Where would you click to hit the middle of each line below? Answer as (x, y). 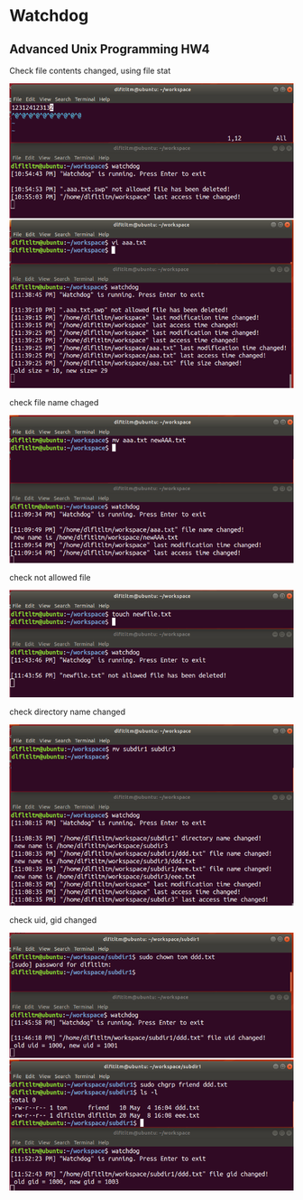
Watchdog (49, 16)
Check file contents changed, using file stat (90, 70)
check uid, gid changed (53, 920)
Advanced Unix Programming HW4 (110, 49)
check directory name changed (68, 712)
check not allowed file (50, 578)
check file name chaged (54, 403)
